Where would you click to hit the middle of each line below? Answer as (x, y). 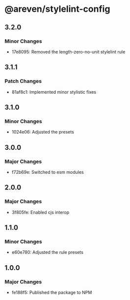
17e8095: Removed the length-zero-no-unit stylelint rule (68, 52)
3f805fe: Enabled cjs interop (40, 212)
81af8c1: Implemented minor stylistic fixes (54, 92)
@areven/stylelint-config (57, 9)
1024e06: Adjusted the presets (43, 132)
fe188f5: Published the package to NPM (52, 292)
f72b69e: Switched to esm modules (48, 172)
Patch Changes (23, 81)
